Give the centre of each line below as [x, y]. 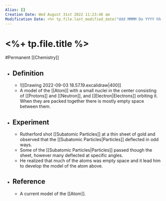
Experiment [31, 122]
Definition [28, 73]
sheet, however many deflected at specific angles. [71, 155]
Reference [29, 182]
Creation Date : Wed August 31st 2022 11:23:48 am [58, 14]
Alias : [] [15, 10]
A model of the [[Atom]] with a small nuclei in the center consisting [88, 91]
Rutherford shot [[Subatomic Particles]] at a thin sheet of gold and [87, 134]
